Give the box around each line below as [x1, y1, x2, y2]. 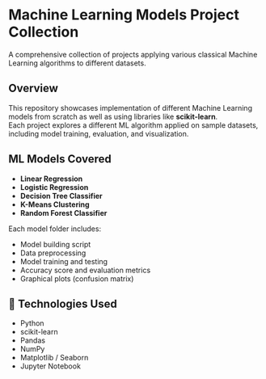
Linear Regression [19, 174, 83, 183]
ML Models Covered [8, 152, 112, 166]
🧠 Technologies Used [8, 297, 117, 310]
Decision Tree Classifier [19, 191, 103, 200]
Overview [8, 82, 59, 95]
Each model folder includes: [8, 224, 102, 234]
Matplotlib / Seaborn [19, 353, 89, 363]
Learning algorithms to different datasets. [8, 58, 147, 68]
